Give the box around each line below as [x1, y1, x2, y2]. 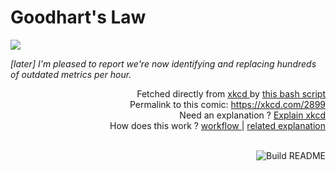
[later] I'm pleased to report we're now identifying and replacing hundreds [10, 57, 317, 70]
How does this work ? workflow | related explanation [109, 119, 326, 131]
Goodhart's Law [10, 6, 147, 29]
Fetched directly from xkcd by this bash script [136, 87, 326, 100]
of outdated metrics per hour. [10, 68, 132, 80]
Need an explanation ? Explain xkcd [179, 109, 326, 121]
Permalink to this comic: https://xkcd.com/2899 [129, 98, 326, 110]
